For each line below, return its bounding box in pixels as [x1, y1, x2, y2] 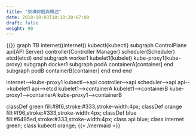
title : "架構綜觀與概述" [6, 8, 62, 15]
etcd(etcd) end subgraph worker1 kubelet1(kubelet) [6, 54, 133, 62]
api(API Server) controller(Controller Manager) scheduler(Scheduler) [6, 48, 175, 56]
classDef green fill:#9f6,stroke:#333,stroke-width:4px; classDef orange [6, 103, 182, 111]
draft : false [6, 20, 39, 26]
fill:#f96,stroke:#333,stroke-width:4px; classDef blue [6, 109, 137, 116]
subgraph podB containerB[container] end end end [6, 67, 133, 75]
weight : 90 [6, 25, 33, 32]
